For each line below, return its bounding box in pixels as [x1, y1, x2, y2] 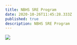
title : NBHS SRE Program [5, 7, 57, 12]
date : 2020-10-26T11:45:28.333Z [5, 12, 72, 17]
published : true [5, 16, 39, 21]
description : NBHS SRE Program [5, 21, 70, 26]
